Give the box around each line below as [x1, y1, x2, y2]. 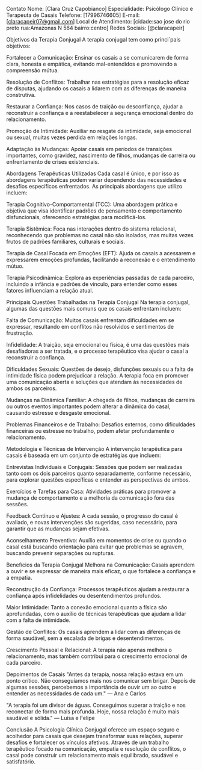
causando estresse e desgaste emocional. [6, 409, 111, 416]
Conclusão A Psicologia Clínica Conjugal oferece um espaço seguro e [6, 726, 179, 733]
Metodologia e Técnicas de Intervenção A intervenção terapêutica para [6, 446, 183, 452]
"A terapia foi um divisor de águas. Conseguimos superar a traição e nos [6, 701, 186, 709]
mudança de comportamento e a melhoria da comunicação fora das [6, 494, 175, 501]
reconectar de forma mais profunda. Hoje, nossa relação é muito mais [6, 708, 180, 715]
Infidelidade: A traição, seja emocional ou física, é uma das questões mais [6, 341, 189, 348]
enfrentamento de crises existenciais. [6, 158, 99, 165]
